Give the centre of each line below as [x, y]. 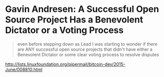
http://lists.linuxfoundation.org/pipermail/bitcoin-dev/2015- [65, 64]
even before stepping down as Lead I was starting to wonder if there [87, 44]
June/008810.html [24, 69]
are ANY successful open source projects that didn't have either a [85, 49]
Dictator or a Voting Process [64, 30]
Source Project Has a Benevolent [74, 20]
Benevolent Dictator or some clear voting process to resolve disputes [88, 54]
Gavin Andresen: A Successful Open [82, 9]
